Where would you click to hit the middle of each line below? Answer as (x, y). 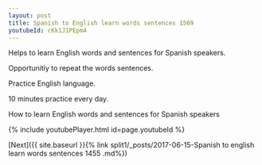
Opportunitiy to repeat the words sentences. (81, 68)
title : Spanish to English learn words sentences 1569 (101, 23)
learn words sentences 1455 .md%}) (68, 153)
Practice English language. (52, 83)
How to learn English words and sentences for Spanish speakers (114, 114)
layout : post (30, 15)
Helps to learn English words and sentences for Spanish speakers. (117, 53)
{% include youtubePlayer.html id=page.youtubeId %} (97, 130)
